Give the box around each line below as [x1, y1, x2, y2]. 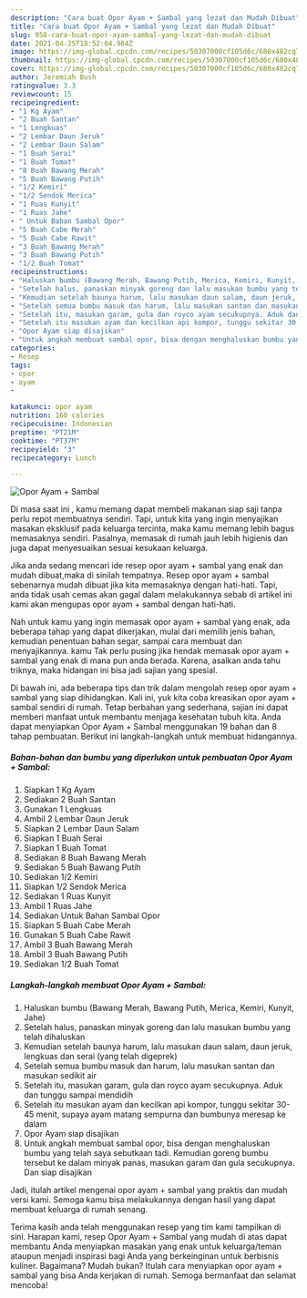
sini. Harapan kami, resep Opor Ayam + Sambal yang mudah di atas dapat [10, 1232, 288, 1242]
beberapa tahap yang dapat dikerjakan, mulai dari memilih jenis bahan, [10, 626, 276, 638]
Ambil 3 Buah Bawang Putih [23, 949, 128, 960]
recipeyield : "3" [10, 445, 77, 454]
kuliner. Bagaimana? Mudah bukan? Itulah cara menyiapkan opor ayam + [10, 1261, 283, 1272]
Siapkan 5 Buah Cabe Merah [23, 920, 131, 931]
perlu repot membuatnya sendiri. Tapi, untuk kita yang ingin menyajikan [10, 514, 279, 525]
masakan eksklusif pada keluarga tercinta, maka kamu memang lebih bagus [10, 523, 295, 534]
